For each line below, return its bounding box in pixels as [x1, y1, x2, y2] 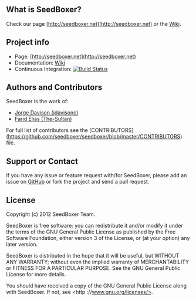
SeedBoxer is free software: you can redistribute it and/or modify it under [6, 222, 183, 229]
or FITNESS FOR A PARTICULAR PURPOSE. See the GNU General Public [6, 265, 181, 272]
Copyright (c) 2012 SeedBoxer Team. [6, 211, 96, 218]
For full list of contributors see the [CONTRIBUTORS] [6, 127, 134, 134]
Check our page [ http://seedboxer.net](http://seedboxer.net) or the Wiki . [6, 20, 181, 27]
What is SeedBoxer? [6, 5, 82, 15]
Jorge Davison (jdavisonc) [14, 109, 79, 116]
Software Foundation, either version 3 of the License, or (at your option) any [6, 235, 190, 242]
